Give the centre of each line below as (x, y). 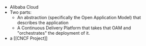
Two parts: (21, 12)
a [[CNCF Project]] (29, 38)
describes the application (43, 23)
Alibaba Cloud (24, 7)
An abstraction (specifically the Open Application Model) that (79, 17)
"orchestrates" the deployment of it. (53, 33)
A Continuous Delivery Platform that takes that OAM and (74, 28)
